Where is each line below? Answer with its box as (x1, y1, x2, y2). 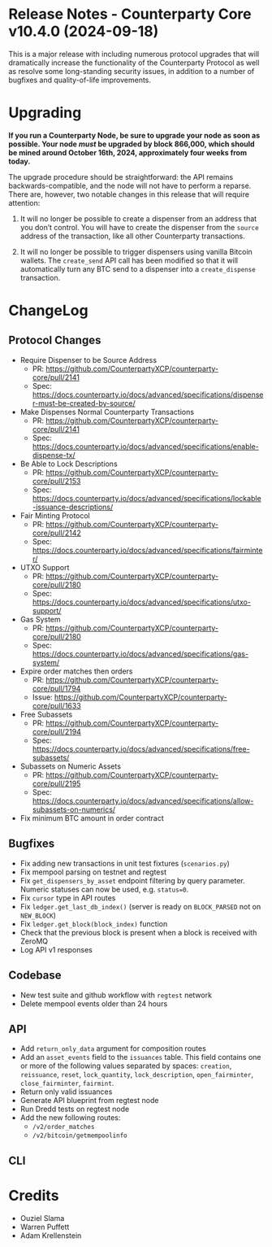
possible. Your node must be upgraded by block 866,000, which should (8, 139, 255, 149)
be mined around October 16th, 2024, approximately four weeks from (8, 147, 248, 157)
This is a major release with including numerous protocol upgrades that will (8, 49, 260, 59)
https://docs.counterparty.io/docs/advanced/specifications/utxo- (32, 597, 252, 607)
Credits (8, 1186, 59, 1205)
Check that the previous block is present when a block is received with (19, 927, 257, 937)
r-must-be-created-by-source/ (32, 398, 136, 408)
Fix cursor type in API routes (19, 892, 116, 903)
